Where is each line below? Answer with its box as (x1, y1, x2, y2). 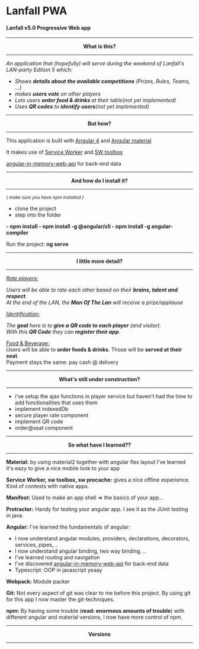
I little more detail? (76, 258, 123, 265)
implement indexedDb (14, 406, 69, 413)
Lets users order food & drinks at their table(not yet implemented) (14, 97, 176, 104)
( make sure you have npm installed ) (6, 194, 84, 201)
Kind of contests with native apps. (6, 483, 89, 490)
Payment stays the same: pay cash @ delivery (6, 359, 119, 366)
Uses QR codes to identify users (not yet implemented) (14, 103, 150, 110)
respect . (6, 293, 27, 300)
